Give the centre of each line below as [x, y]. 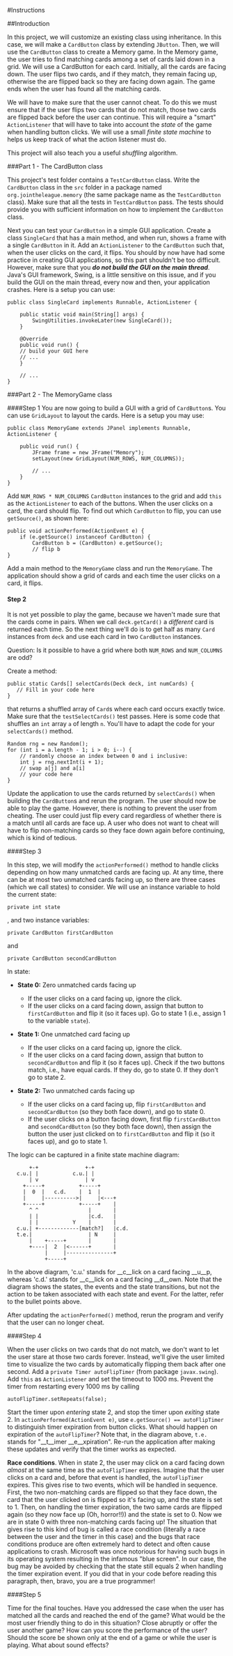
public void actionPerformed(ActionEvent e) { [76, 531]
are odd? [20, 658]
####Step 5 [24, 1595]
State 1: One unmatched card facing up [74, 1035]
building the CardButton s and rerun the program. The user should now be [112, 801]
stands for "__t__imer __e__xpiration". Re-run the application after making [111, 1442]
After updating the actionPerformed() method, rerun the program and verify [115, 1315]
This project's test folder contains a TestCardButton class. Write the [104, 180]
